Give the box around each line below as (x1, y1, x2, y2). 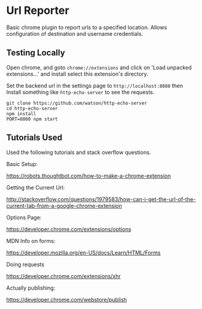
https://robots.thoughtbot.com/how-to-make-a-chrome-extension (6, 172, 171, 179)
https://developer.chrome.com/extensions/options (6, 225, 132, 233)
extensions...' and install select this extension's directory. (6, 70, 149, 78)
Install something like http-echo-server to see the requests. (6, 88, 155, 96)
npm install (6, 110, 36, 117)
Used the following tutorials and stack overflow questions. (6, 148, 151, 156)
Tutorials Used (6, 133, 62, 143)
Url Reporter (6, 4, 70, 18)
